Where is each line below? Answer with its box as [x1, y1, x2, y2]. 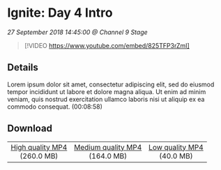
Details [7, 61, 38, 74]
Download [7, 123, 52, 134]
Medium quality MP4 [74, 142, 142, 152]
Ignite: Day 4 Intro [7, 5, 113, 21]
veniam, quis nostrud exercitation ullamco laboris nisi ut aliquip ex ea [7, 95, 205, 103]
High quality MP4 [10, 142, 68, 152]
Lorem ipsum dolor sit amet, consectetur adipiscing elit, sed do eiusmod [7, 80, 215, 88]
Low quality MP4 [148, 142, 204, 152]
